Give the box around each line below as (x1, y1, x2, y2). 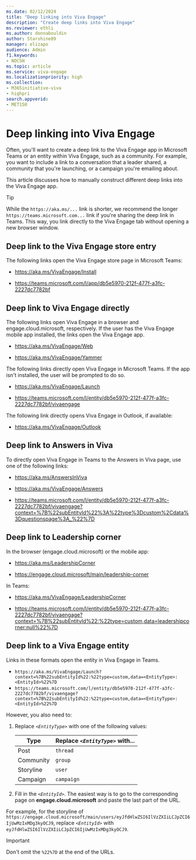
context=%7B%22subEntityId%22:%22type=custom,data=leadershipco (14, 617, 190, 624)
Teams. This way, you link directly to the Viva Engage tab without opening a (6, 218, 189, 225)
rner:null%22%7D (14, 624, 58, 631)
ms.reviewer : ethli (6, 25, 54, 31)
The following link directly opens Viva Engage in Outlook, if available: (6, 412, 173, 419)
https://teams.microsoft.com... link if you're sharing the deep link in (6, 212, 174, 219)
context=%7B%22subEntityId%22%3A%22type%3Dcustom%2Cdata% (14, 509, 189, 516)
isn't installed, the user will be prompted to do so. (6, 372, 126, 379)
